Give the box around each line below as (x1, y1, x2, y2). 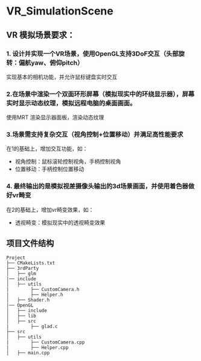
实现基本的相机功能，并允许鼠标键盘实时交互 (6, 73, 118, 80)
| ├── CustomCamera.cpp (6, 339, 85, 345)
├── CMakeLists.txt (6, 260, 56, 266)
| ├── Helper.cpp (6, 344, 69, 351)
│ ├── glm (6, 270, 36, 276)
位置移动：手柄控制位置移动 (14, 165, 85, 173)
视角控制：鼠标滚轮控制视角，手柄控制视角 (14, 158, 121, 165)
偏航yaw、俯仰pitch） (18, 59, 84, 67)
